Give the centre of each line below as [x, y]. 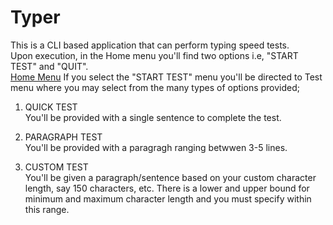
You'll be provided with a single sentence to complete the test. [153, 117]
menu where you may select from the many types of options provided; [155, 87]
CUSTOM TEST [56, 167]
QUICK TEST [51, 107]
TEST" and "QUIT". [49, 66]
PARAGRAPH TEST [63, 137]
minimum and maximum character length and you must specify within [168, 198]
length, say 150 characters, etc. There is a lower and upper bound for [167, 188]
